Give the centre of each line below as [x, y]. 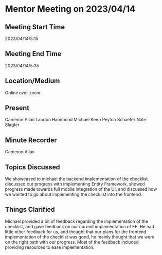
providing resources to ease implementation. [50, 247]
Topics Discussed [33, 167]
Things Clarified [30, 209]
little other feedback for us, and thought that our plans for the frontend [76, 232]
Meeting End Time [33, 54]
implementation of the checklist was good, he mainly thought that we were [80, 237]
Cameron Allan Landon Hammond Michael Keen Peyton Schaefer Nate [76, 120]
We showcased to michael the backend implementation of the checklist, [77, 179]
